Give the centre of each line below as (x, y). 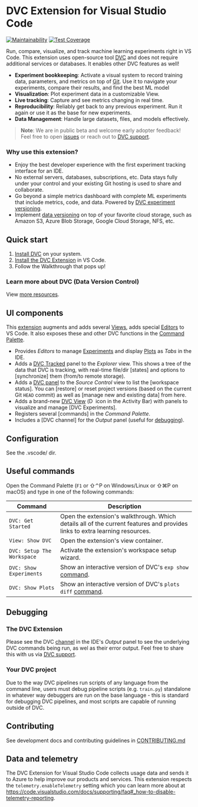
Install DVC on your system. (48, 254)
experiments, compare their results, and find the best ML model (92, 87)
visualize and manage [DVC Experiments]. (65, 407)
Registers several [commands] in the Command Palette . (82, 414)
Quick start (27, 240)
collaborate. (29, 190)
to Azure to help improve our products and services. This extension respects (99, 779)
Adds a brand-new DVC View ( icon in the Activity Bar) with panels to (101, 401)
